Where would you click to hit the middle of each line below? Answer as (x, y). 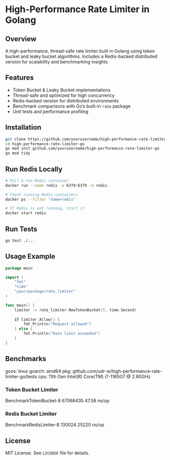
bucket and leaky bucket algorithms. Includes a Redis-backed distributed (81, 56)
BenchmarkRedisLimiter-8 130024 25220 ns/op (55, 425)
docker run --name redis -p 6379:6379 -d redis (56, 185)
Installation (23, 128)
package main (19, 268)
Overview (21, 39)
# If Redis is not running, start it (45, 208)
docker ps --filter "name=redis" (40, 199)
